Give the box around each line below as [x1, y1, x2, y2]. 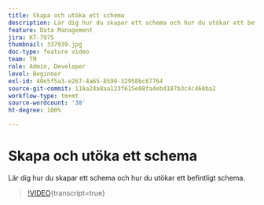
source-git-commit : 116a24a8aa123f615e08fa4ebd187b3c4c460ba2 [8, 84, 216, 93]
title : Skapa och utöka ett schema [8, 11, 125, 20]
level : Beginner [8, 70, 61, 78]
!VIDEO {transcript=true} [27, 188, 106, 197]
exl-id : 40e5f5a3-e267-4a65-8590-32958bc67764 [8, 77, 163, 85]
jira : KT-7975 [8, 33, 55, 42]
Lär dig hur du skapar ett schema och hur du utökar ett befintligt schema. [8, 173, 246, 182]
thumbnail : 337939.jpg [8, 41, 82, 49]
